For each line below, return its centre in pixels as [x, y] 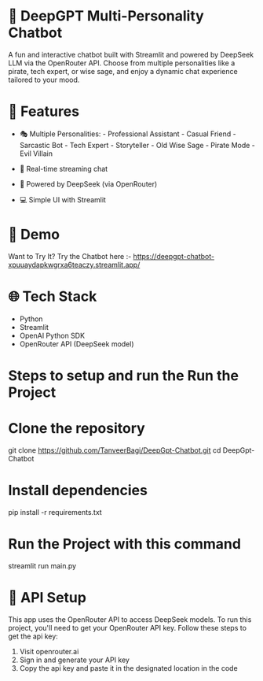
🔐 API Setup [47, 597]
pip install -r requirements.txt [55, 512]
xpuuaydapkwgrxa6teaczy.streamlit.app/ [74, 265]
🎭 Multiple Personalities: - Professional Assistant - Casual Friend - [128, 134]
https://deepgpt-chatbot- [174, 256]
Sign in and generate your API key [74, 660]
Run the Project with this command [125, 544]
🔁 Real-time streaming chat [64, 168]
